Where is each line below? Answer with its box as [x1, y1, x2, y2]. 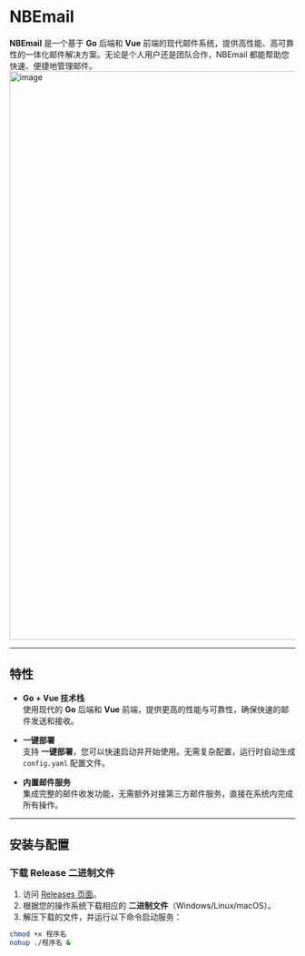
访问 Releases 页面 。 [22, 889, 102, 900]
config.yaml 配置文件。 [22, 757, 111, 768]
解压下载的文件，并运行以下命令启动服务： [22, 911, 182, 922]
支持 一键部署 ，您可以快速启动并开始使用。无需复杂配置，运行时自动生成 [22, 746, 296, 757]
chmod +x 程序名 [9, 930, 67, 939]
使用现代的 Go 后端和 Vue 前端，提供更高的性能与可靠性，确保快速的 [22, 703, 281, 715]
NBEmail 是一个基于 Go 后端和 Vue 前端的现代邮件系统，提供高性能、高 [9, 37, 279, 48]
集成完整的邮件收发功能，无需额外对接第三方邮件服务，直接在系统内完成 [22, 788, 293, 799]
